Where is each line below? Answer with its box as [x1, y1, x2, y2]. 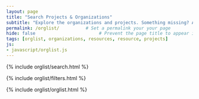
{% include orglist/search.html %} [6, 63, 89, 70]
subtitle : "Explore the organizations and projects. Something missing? [6, 19, 190, 25]
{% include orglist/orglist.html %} [6, 86, 88, 93]
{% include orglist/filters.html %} [6, 74, 86, 81]
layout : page [6, 8, 38, 15]
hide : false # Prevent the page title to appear [6, 31, 190, 37]
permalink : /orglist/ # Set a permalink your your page [6, 25, 171, 31]
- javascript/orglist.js [6, 47, 68, 53]
